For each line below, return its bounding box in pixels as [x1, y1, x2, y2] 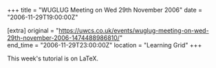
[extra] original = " [7, 27, 59, 34]
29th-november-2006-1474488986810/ [7, 34, 120, 42]
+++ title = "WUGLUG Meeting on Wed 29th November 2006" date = [7, 6, 203, 14]
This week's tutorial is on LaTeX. [7, 54, 98, 63]
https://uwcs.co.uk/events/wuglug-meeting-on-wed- [58, 27, 209, 34]
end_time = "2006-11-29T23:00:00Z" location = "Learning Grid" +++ [7, 41, 202, 49]
